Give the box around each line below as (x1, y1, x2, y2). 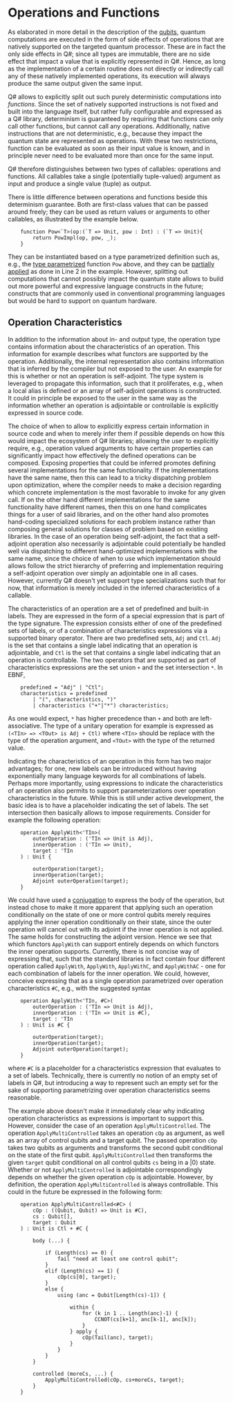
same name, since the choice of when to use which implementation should (8, 554, 221, 562)
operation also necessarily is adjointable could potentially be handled (28, 539, 226, 548)
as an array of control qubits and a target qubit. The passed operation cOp (8, 1136, 217, 1144)
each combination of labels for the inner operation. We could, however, (8, 969, 210, 977)
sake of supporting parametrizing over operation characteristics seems (8, 1086, 210, 1094)
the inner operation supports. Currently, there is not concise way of (8, 947, 200, 955)
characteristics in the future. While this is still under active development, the (8, 793, 224, 802)
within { (69, 1304, 95, 1311)
